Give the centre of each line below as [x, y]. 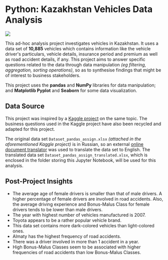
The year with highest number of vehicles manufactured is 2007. [79, 215]
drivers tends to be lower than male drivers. [57, 209]
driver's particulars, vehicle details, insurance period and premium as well [81, 54]
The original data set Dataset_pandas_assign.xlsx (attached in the [73, 139]
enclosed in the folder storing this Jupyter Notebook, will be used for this [81, 160]
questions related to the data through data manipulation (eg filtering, [76, 64]
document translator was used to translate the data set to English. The [78, 149]
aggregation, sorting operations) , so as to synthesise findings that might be [83, 70]
